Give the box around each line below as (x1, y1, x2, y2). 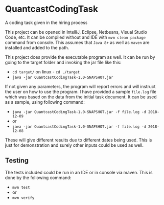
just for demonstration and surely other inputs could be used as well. (5, 142, 143, 148)
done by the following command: (5, 175, 71, 181)
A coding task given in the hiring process (5, 20, 88, 25)
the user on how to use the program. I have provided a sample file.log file (5, 89, 157, 94)
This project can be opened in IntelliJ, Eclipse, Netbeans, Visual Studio (5, 29, 148, 35)
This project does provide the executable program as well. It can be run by (5, 54, 155, 60)
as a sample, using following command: (5, 99, 85, 105)
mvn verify (12, 195, 35, 200)
